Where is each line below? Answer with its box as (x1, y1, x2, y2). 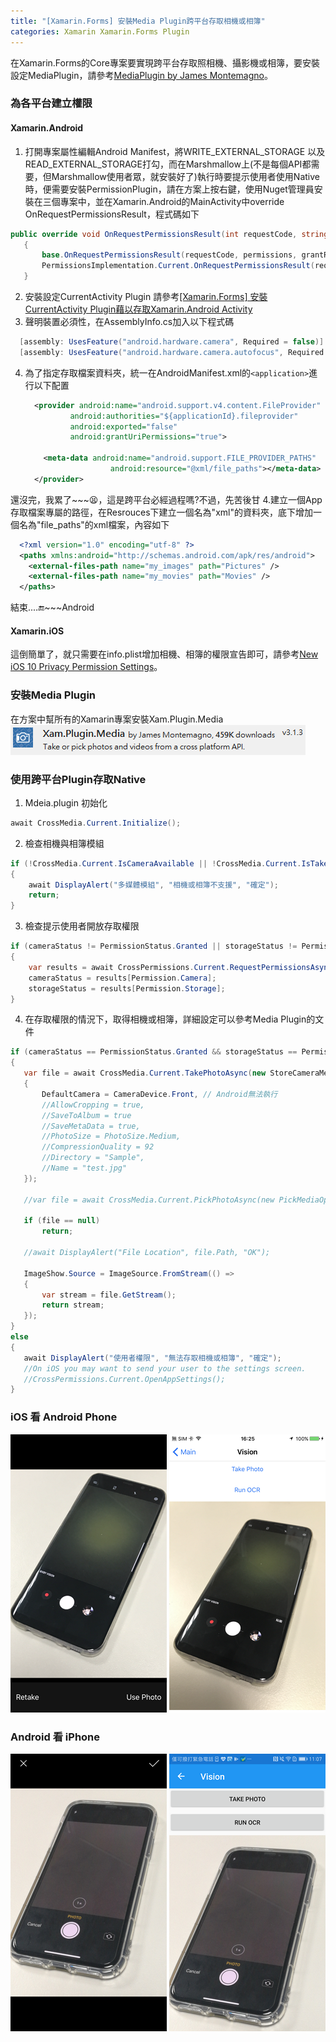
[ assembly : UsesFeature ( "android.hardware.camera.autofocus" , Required (19, 347, 325, 357)
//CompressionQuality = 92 (41, 1142, 155, 1152)
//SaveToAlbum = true (41, 1110, 132, 1120)
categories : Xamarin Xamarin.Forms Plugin (10, 26, 190, 37)
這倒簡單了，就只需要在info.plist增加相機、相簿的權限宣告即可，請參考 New (10, 648, 319, 660)
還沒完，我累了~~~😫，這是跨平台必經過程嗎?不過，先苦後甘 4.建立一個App (10, 493, 323, 505)
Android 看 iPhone (10, 1730, 101, 1744)
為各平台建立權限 (10, 96, 93, 110)
